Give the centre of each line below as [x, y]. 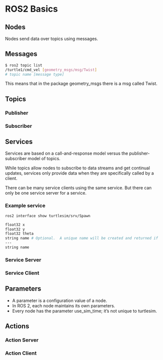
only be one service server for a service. [46, 193]
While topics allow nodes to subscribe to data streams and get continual [78, 168]
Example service [25, 206]
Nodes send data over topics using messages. [52, 39]
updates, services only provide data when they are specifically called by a [80, 173]
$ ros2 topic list [24, 65]
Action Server [22, 340]
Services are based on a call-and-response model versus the [67, 153]
